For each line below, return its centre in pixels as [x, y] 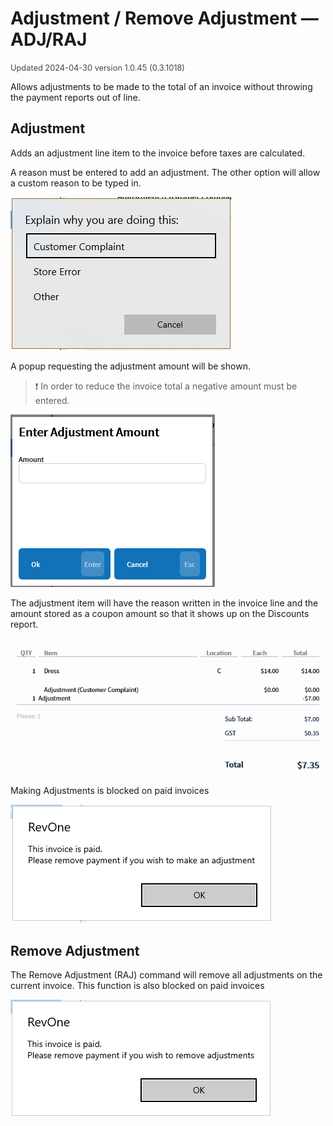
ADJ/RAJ [49, 39]
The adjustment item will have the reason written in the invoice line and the [164, 603]
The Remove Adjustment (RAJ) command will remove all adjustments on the [166, 975]
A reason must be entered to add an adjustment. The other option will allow [165, 172]
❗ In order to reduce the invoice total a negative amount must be [166, 386]
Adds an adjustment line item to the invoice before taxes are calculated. [157, 153]
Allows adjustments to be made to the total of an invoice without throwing [161, 86]
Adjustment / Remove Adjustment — [164, 18]
